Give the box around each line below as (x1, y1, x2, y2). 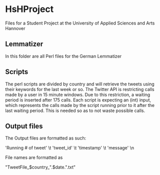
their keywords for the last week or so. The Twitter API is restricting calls (5, 86, 155, 92)
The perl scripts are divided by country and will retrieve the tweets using (5, 81, 155, 87)
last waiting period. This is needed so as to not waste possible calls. (5, 107, 145, 113)
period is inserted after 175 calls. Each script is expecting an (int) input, (5, 96, 151, 103)
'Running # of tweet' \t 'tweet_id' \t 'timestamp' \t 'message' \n (5, 145, 134, 151)
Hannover (5, 25, 25, 31)
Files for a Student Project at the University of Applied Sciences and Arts (5, 20, 155, 26)
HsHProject (5, 3, 54, 15)
